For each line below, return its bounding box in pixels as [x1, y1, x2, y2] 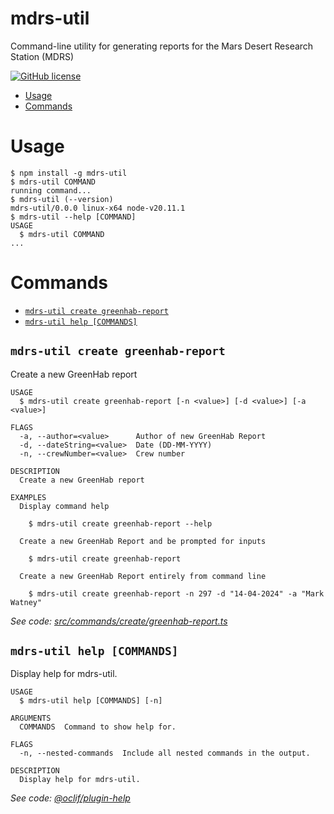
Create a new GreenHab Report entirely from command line [19, 571, 267, 581]
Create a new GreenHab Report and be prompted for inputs [19, 536, 267, 546]
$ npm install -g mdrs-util [10, 168, 128, 178]
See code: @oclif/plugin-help [10, 792, 131, 804]
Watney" [10, 597, 43, 607]
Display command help [19, 501, 110, 511]
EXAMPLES [10, 492, 47, 502]
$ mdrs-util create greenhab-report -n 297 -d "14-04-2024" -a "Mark [28, 588, 325, 599]
